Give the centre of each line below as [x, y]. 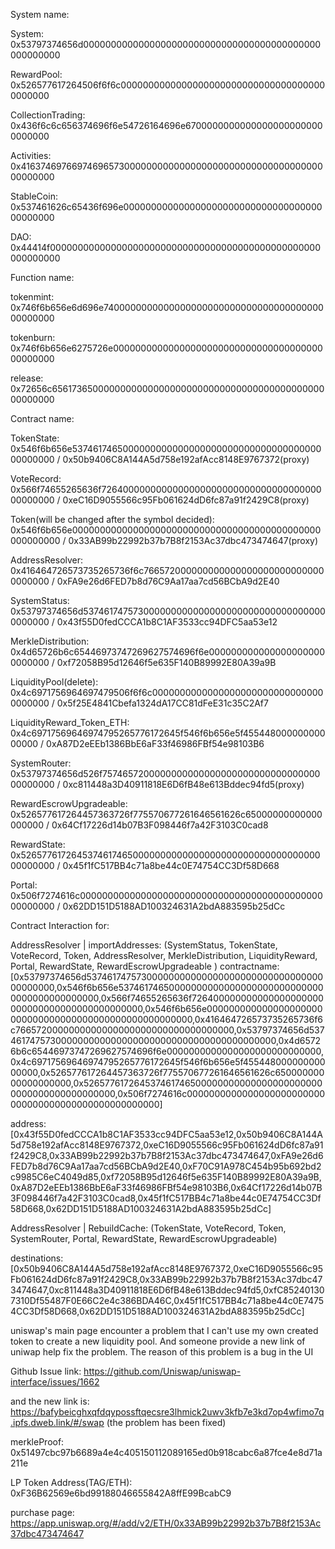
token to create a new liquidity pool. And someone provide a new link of [158, 1341]
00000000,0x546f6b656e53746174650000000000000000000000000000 [167, 987]
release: [27, 378]
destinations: [37, 1258]
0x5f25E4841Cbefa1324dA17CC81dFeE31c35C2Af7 [162, 703]
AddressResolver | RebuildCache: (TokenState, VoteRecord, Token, [148, 1228]
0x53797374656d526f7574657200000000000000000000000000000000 [165, 773]
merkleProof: [37, 1442]
